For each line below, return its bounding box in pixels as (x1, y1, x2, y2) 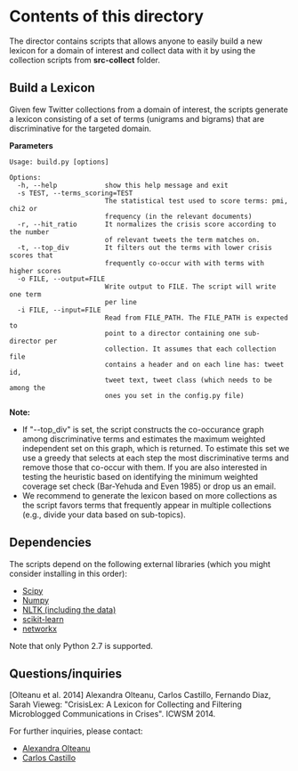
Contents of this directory (9, 6, 205, 27)
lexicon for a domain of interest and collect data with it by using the (9, 45, 256, 55)
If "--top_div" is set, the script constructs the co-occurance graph (21, 424, 264, 434)
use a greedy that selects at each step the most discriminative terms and (21, 452, 289, 463)
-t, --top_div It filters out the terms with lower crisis (17, 243, 273, 252)
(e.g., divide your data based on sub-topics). (21, 509, 187, 520)
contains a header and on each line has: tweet (104, 360, 285, 369)
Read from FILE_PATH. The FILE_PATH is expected (104, 313, 289, 322)
